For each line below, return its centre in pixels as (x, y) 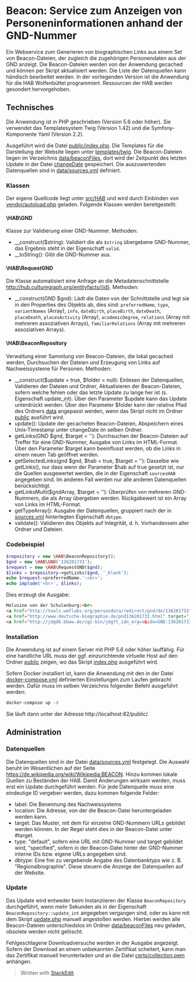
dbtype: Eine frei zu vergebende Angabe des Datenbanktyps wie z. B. (98, 860)
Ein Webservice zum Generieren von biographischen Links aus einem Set (94, 51)
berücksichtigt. (32, 485)
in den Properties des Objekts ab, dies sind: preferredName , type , (92, 305)
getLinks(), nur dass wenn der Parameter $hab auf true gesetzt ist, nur (99, 467)
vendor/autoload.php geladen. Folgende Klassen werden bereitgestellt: (91, 205)
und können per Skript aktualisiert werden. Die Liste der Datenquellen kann (96, 70)
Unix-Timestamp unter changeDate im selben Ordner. (78, 430)
